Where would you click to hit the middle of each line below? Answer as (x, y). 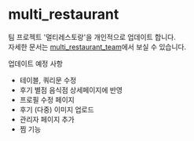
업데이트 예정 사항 (35, 63)
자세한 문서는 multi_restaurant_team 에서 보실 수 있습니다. (97, 47)
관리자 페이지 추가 (47, 119)
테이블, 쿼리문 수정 (48, 80)
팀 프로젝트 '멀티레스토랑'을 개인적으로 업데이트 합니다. (92, 37)
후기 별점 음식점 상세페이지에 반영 (71, 90)
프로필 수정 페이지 (47, 99)
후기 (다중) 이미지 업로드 (57, 109)
